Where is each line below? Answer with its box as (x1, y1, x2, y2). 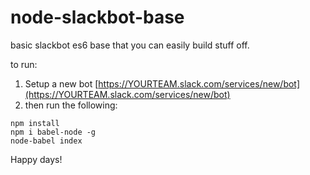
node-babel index (10, 136, 83, 146)
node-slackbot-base (10, 6, 185, 29)
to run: (10, 58, 38, 70)
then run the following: (24, 99, 118, 111)
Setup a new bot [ (24, 77, 99, 90)
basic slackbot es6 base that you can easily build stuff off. (10, 39, 250, 51)
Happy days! (10, 153, 63, 165)
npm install (10, 118, 60, 128)
